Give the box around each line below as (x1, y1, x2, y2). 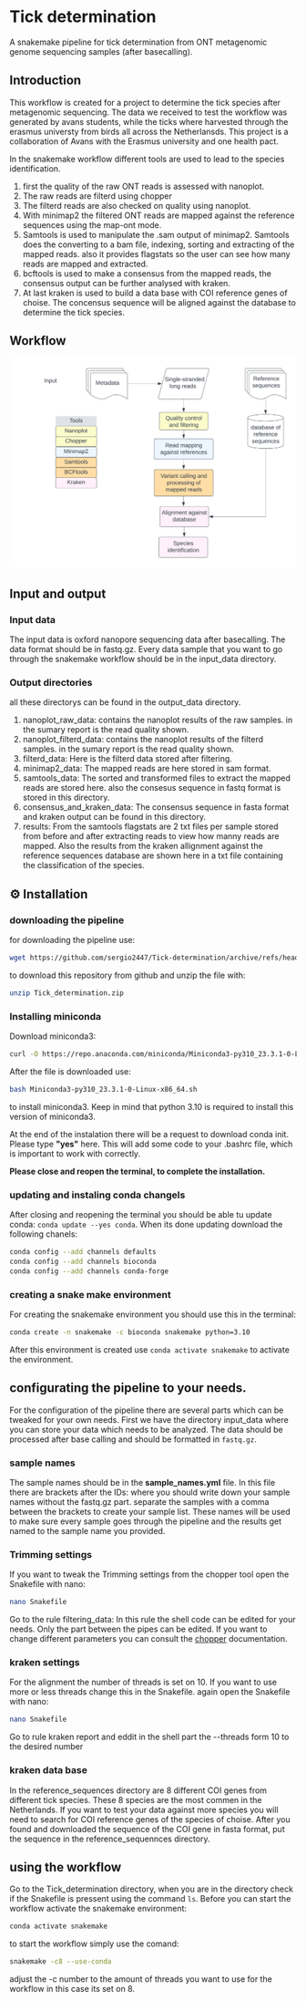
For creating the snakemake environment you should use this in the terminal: (9, 1309, 296, 1320)
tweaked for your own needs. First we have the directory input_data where (9, 1414, 289, 1425)
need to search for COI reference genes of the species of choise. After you (9, 1813, 291, 1825)
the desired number (9, 1741, 84, 1752)
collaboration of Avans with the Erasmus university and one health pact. (9, 135, 280, 147)
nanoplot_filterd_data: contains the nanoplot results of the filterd (22, 734, 264, 745)
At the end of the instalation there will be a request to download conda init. (9, 1128, 290, 1139)
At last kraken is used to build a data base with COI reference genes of (22, 287, 289, 298)
